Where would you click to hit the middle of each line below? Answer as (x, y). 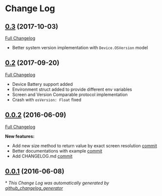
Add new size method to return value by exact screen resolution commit (84, 146)
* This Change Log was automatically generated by (57, 183)
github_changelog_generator (34, 188)
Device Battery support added (42, 84)
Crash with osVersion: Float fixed (47, 99)
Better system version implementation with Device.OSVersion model (80, 48)
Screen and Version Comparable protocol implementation (70, 94)
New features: (20, 136)
